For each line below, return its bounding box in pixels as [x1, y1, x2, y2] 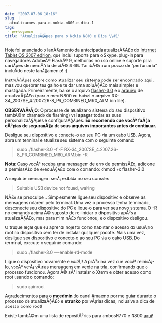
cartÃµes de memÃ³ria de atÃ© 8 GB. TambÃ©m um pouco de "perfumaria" [5, 63, 158, 68]
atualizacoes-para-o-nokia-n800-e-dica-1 [9, 20, 94, 25]
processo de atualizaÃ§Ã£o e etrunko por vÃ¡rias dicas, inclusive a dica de [5, 298, 155, 304]
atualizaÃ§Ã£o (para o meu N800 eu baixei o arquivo [5, 93, 111, 98]
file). [117, 98, 126, 103]
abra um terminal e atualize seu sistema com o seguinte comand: [5, 137, 134, 143]
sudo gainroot [16, 284, 45, 289]
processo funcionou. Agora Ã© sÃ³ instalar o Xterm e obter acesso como [5, 269, 151, 275]
